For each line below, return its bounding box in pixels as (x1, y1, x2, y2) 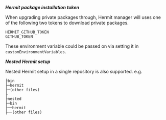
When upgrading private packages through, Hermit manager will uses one (5, 14, 161, 20)
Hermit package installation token (5, 5, 80, 10)
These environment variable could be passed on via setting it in (5, 43, 139, 49)
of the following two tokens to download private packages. (5, 20, 129, 26)
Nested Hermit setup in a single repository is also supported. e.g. (5, 69, 143, 74)
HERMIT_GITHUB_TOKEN (5, 30, 50, 35)
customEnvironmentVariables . (5, 49, 66, 54)
